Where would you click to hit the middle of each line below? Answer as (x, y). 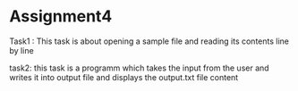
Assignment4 (61, 17)
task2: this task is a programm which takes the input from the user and (140, 68)
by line (21, 50)
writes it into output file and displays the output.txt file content (124, 77)
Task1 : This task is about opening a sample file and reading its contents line (149, 41)
